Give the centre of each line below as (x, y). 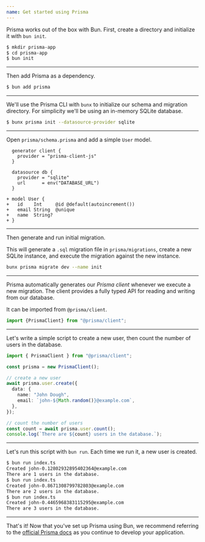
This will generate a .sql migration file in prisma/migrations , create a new (99, 249)
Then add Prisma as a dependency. (51, 76)
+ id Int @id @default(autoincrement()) (71, 204)
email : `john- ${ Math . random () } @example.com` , (76, 401)
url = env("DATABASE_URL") (58, 183)
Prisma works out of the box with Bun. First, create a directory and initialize (101, 29)
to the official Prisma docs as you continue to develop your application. (95, 532)
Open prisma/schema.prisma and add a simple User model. (79, 139)
